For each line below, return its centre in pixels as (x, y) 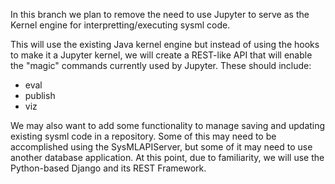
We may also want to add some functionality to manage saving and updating (168, 125)
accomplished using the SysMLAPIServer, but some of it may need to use (161, 147)
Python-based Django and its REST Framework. (108, 168)
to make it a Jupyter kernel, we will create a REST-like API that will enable (161, 55)
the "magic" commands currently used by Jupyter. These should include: (161, 65)
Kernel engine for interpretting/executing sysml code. (120, 25)
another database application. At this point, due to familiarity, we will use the (167, 157)
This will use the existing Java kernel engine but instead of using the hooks (165, 44)
